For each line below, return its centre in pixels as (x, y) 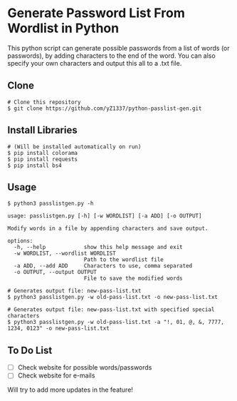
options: (20, 241)
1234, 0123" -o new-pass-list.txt (59, 329)
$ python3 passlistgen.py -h (51, 204)
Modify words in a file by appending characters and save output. (108, 229)
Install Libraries (42, 130)
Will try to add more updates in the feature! (70, 390)
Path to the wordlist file (123, 260)
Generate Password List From (96, 13)
